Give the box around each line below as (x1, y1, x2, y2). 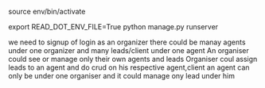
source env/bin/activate (8, 7, 86, 16)
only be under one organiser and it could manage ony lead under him (8, 71, 235, 80)
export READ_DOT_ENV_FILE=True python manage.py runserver (8, 22, 219, 31)
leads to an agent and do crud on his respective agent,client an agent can (8, 63, 250, 72)
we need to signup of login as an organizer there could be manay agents (8, 37, 246, 47)
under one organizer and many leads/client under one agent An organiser (8, 46, 249, 55)
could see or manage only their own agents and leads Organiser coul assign (8, 55, 258, 63)
